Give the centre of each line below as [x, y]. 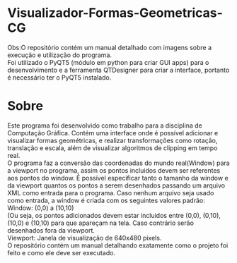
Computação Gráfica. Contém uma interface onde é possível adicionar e [113, 133]
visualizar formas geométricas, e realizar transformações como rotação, [112, 140]
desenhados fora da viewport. [51, 230]
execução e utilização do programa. [59, 55]
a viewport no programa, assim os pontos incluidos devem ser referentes [114, 170]
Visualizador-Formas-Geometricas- [115, 13]
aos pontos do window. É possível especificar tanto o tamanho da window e [118, 178]
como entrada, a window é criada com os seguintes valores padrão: [106, 200]
